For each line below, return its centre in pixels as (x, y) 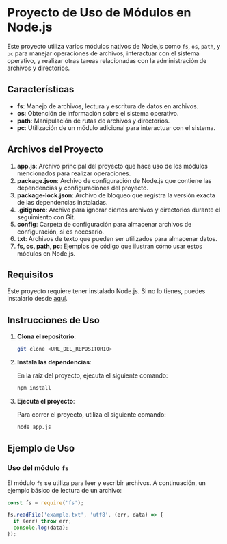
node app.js (34, 427)
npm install (34, 388)
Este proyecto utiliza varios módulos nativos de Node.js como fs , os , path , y (114, 46)
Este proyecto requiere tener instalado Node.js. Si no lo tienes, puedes (106, 291)
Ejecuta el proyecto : (46, 401)
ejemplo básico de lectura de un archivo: (64, 490)
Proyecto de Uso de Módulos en (99, 13)
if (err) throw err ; (42, 521)
